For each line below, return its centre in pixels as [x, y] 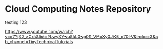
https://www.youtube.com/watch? [39, 31]
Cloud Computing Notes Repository [78, 9]
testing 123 [16, 22]
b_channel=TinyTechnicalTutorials [39, 41]
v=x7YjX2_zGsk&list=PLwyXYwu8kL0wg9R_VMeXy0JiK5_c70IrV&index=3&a [81, 37]
